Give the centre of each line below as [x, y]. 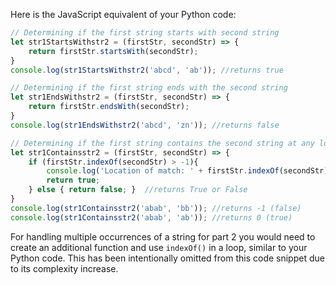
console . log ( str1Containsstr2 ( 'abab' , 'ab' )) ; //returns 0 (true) [151, 217]
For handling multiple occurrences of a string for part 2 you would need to [163, 236]
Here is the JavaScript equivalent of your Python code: [123, 14]
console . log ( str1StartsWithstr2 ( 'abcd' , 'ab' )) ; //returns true [147, 70]
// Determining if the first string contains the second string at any [162, 143]
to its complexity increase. [64, 268]
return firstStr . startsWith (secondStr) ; [113, 51]
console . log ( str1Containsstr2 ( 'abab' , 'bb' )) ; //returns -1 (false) [156, 208]
